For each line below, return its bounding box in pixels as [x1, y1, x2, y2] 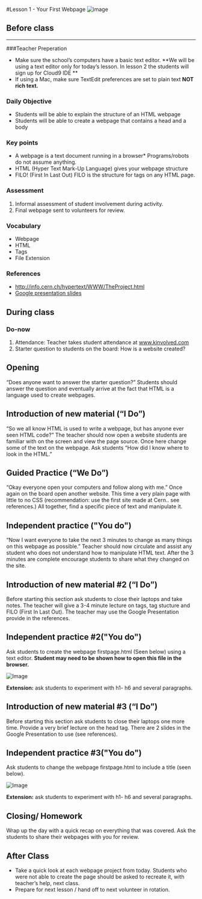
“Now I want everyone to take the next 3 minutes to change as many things [6, 537, 192, 544]
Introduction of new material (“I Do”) [6, 409, 146, 419]
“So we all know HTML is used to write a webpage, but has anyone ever [6, 425, 185, 432]
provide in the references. [6, 615, 70, 622]
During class [6, 307, 55, 317]
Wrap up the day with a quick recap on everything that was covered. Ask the [6, 827, 196, 834]
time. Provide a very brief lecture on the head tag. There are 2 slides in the [6, 724, 191, 731]
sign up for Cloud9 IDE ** [14, 69, 78, 76]
